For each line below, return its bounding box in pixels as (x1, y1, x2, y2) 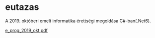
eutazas (5, 1, 39, 13)
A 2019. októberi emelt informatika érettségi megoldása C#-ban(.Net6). (5, 18, 151, 24)
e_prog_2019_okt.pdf (5, 27, 48, 33)
